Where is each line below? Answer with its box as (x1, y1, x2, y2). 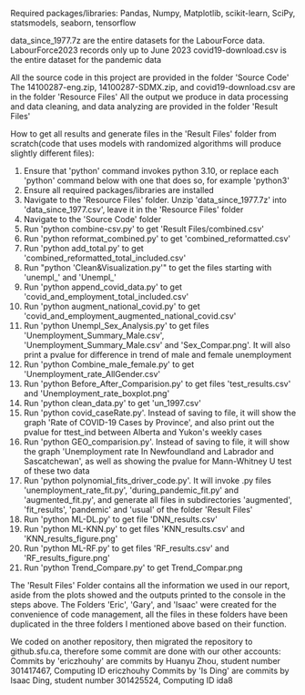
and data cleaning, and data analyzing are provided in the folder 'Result (10, 101, 279, 112)
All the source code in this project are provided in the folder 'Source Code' (10, 72, 290, 83)
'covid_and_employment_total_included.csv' (23, 291, 189, 302)
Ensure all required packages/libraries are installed (23, 185, 215, 195)
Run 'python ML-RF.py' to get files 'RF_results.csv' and (23, 543, 230, 554)
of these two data (23, 465, 90, 476)
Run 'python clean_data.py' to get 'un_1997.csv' (23, 398, 201, 408)
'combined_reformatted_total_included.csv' (23, 252, 187, 263)
